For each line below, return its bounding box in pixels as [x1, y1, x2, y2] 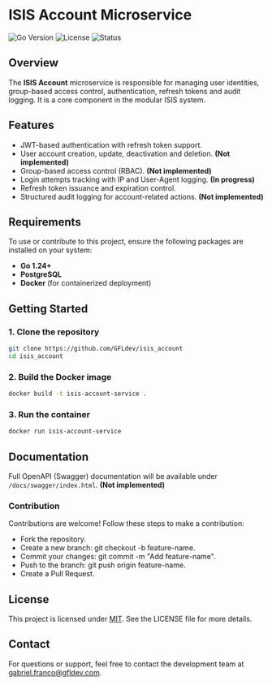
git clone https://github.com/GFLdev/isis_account [8, 345, 183, 353]
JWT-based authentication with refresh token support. [19, 140, 203, 149]
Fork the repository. [19, 534, 87, 545]
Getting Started [8, 302, 89, 316]
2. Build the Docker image [8, 371, 112, 382]
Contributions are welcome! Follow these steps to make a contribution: [8, 519, 245, 528]
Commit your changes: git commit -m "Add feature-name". [19, 552, 217, 562]
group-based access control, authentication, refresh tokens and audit [8, 86, 241, 96]
